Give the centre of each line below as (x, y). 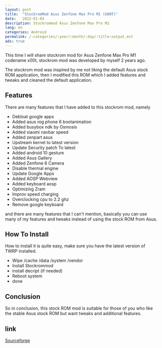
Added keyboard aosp (34, 183)
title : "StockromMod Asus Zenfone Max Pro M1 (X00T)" (62, 14)
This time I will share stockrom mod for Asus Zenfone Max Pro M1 (71, 55)
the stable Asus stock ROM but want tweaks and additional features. (73, 313)
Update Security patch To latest (44, 147)
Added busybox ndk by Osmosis (45, 127)
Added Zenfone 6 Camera (38, 163)
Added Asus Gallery (32, 158)
